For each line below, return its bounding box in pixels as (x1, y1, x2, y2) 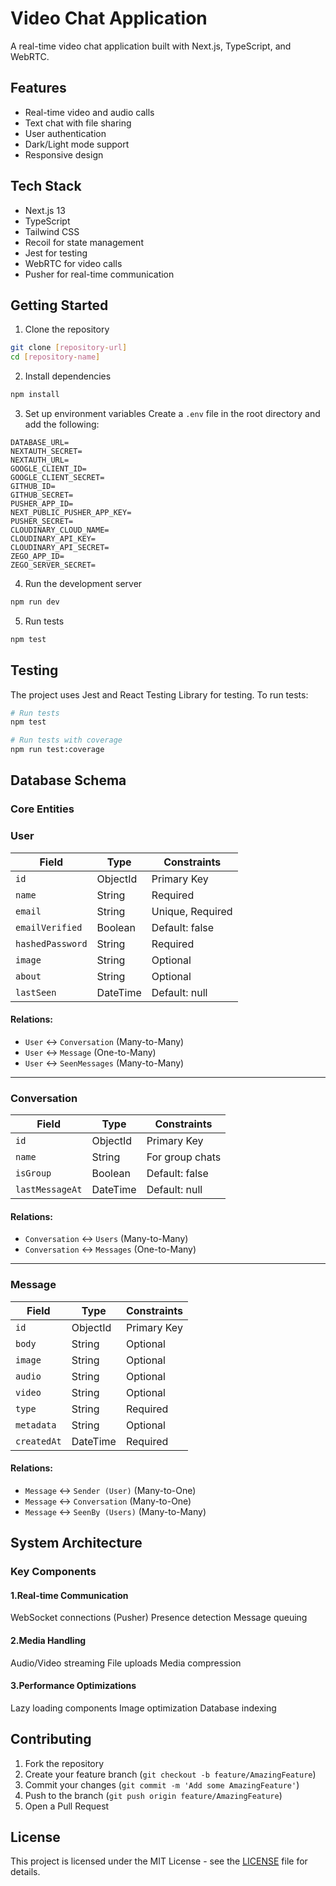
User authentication (24, 127, 107, 139)
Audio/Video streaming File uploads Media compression (10, 1657, 242, 1669)
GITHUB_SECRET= (10, 490, 74, 500)
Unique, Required (151, 904, 233, 918)
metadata (15, 1419, 57, 1431)
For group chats (146, 1150, 222, 1164)
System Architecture (10, 1535, 143, 1552)
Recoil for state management (24, 236, 144, 248)
